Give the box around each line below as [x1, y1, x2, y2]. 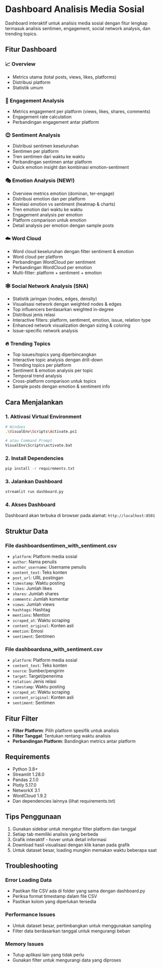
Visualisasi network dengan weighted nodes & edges [12, 301, 122, 307]
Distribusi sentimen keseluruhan [12, 143, 79, 149]
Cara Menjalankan [5, 398, 63, 406]
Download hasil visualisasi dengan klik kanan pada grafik [12, 842, 130, 848]
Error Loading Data [5, 876, 52, 883]
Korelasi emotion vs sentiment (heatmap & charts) [12, 201, 116, 207]
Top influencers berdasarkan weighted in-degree [12, 307, 114, 313]
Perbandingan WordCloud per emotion [12, 264, 92, 270]
